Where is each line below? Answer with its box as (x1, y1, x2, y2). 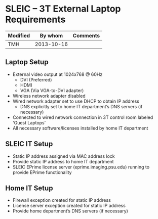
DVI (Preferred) (20, 76, 52, 82)
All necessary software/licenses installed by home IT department (12, 125, 148, 131)
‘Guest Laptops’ (12, 119, 46, 125)
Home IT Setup (5, 184, 53, 192)
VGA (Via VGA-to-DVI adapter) (20, 87, 84, 94)
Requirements (5, 14, 66, 25)
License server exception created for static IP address (12, 203, 126, 209)
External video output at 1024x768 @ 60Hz (12, 71, 103, 77)
